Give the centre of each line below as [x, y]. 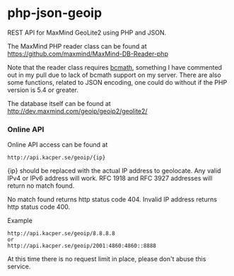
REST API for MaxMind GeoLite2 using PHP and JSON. [87, 32]
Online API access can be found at [58, 145]
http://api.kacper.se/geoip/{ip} [57, 158]
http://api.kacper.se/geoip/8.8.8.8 [61, 234]
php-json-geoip [55, 13]
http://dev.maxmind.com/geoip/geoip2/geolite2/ [77, 111]
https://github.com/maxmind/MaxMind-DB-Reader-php [88, 54]
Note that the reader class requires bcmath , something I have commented [115, 67]
